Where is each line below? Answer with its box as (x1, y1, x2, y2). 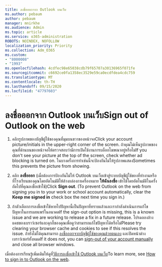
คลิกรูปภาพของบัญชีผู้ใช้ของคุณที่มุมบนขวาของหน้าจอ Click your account (12, 136, 133, 142)
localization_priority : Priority (5, 43, 73, 48)
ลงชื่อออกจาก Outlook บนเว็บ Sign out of (5, 109, 148, 121)
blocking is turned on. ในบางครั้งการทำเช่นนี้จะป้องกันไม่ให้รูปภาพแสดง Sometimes (12, 158, 156, 163)
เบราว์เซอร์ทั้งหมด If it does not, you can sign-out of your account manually (12, 236, 153, 242)
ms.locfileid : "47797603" (5, 89, 57, 93)
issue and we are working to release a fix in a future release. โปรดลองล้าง (12, 214, 154, 220)
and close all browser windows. (12, 242, 75, 248)
